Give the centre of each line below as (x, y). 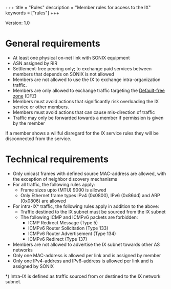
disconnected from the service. (38, 139)
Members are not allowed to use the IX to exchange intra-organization (87, 80)
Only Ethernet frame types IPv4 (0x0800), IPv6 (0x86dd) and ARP (90, 195)
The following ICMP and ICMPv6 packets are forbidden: (79, 217)
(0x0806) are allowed (43, 201)
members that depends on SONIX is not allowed (63, 74)
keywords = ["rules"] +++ (33, 13)
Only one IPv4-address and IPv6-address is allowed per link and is (83, 261)
